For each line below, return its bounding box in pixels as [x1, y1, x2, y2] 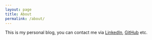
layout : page [5, 7, 32, 12]
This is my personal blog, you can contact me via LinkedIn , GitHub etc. [5, 30, 148, 36]
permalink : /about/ [5, 16, 45, 21]
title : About [5, 12, 32, 17]
